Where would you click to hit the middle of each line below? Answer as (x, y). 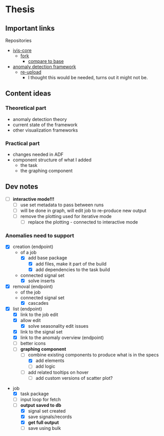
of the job (30, 292)
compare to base (46, 61)
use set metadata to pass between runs (62, 205)
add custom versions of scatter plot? (74, 378)
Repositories (18, 40)
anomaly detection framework (44, 67)
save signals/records (50, 417)
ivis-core (22, 50)
